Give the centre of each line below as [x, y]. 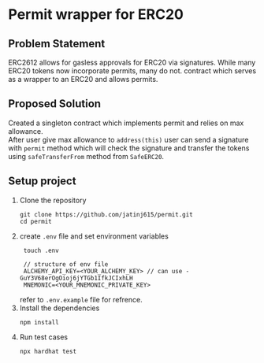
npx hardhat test [48, 351]
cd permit [36, 221]
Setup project [42, 181]
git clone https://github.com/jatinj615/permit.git [106, 214]
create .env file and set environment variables [94, 236]
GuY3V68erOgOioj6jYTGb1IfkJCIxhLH [76, 278]
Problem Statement [57, 44]
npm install [39, 322]
